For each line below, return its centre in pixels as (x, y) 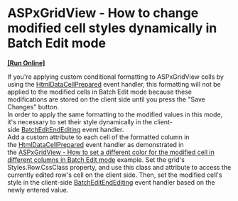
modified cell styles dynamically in (112, 28)
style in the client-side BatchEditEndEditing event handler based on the (111, 182)
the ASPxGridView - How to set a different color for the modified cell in (111, 152)
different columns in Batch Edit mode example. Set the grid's (96, 159)
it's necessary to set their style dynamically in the (80, 121)
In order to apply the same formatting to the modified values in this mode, (115, 114)
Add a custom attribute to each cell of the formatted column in (98, 137)
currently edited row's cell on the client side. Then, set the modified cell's (115, 175)
